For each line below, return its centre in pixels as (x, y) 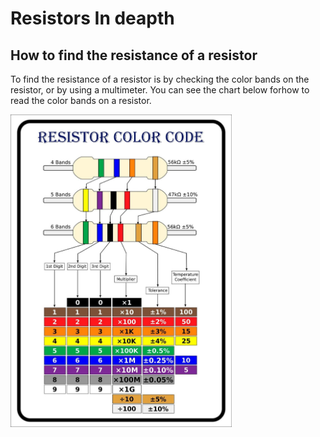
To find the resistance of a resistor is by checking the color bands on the (160, 79)
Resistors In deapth (92, 18)
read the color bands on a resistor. (81, 100)
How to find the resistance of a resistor (134, 55)
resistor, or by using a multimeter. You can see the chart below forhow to (160, 90)
